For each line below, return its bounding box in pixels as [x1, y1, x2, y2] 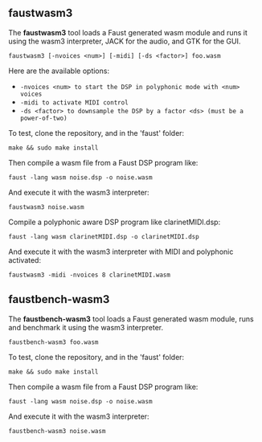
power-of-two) [19, 114, 68, 122]
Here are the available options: [8, 66, 110, 76]
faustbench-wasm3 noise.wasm [8, 427, 106, 435]
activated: [8, 255, 42, 264]
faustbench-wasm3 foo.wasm [8, 338, 99, 346]
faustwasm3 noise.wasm [8, 203, 84, 211]
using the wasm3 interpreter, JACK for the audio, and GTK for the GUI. [8, 36, 241, 46]
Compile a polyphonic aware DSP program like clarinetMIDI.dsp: [8, 217, 221, 227]
